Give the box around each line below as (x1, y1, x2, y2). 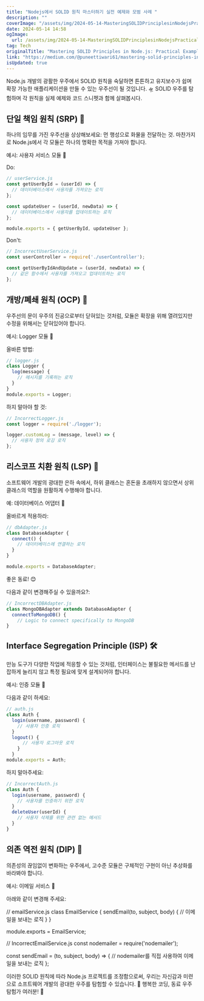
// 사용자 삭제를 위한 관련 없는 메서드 (17, 815, 102, 821)
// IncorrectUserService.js (6, 249, 78, 255)
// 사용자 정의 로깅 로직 (12, 438, 66, 444)
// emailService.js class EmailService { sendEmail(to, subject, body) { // (6, 908, 184, 915)
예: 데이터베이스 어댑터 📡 (6, 499, 65, 506)
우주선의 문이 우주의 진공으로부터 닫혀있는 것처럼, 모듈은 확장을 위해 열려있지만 (6, 312, 193, 319)
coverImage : (6, 20, 36, 26)
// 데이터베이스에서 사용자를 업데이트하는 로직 (12, 209, 112, 215)
